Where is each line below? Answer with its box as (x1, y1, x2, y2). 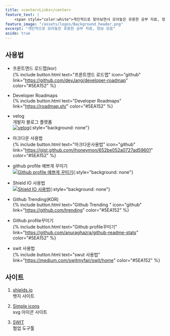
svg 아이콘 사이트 (12, 309, 48, 315)
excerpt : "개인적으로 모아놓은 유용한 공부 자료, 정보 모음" (5, 26, 115, 31)
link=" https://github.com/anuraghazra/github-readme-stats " (12, 229, 139, 235)
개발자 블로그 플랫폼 (12, 119, 52, 125)
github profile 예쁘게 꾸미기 (12, 163, 68, 169)
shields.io (12, 286, 33, 293)
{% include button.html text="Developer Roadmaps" (12, 98, 121, 104)
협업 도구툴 (12, 325, 35, 331)
